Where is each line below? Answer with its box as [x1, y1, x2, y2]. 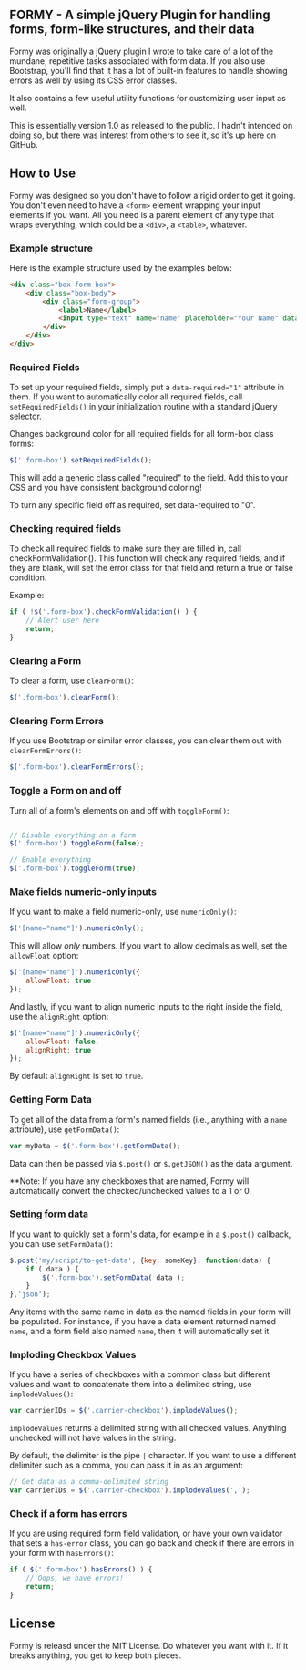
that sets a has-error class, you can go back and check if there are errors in [9, 1538, 294, 1549]
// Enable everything [9, 856, 92, 865]
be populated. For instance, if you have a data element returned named [9, 1316, 276, 1327]
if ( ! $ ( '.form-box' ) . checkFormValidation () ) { [9, 607, 198, 617]
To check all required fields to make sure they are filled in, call [9, 543, 242, 555]
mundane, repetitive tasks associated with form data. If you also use [9, 55, 266, 67]
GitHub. [9, 139, 38, 150]
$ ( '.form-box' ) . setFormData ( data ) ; [42, 1272, 185, 1282]
